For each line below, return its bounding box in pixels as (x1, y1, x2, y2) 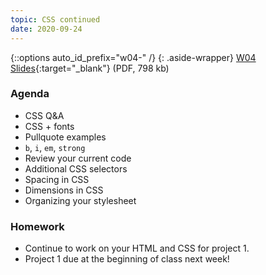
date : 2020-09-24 (10, 24, 83, 34)
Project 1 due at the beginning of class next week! (24, 253, 230, 265)
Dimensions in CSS (24, 184, 104, 196)
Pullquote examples (24, 131, 107, 143)
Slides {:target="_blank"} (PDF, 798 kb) (10, 62, 170, 74)
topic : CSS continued (10, 14, 101, 25)
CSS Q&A (24, 109, 65, 121)
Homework (10, 219, 65, 233)
